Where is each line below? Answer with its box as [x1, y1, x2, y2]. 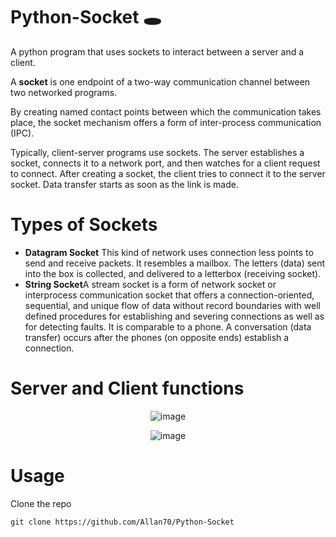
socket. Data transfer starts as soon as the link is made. [10, 178, 239, 190]
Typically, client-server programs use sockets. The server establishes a [10, 146, 305, 158]
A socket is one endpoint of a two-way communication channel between [10, 75, 311, 88]
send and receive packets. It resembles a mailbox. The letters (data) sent [24, 257, 326, 269]
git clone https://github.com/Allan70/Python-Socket [10, 517, 235, 527]
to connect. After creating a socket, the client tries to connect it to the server [10, 167, 326, 179]
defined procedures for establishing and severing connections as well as [24, 310, 325, 322]
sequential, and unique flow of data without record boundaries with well [24, 299, 321, 311]
